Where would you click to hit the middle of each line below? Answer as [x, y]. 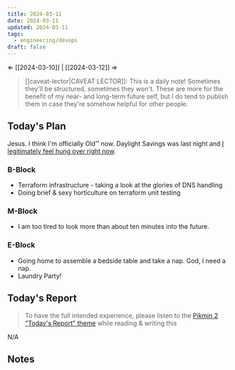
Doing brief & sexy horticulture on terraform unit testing [99, 192]
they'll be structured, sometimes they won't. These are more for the [124, 89]
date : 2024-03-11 [33, 21]
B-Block [21, 170]
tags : [15, 34]
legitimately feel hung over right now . [62, 151]
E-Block [21, 245]
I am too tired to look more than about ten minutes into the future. [114, 227]
